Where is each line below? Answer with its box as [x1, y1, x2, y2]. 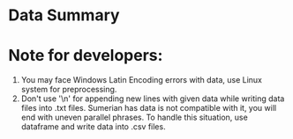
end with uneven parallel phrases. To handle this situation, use [20, 112, 248, 123]
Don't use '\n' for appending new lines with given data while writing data [20, 93, 285, 104]
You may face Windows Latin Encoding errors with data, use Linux [20, 75, 262, 85]
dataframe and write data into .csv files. [20, 121, 166, 132]
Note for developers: [8, 46, 163, 66]
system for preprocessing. [20, 84, 117, 95]
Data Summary [8, 5, 120, 26]
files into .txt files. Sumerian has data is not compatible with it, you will [20, 103, 277, 113]
